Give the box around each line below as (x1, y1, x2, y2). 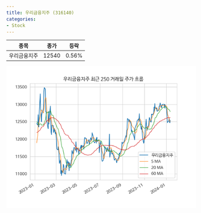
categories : (6, 16, 36, 22)
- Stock (6, 22, 26, 28)
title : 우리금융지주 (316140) (6, 10, 75, 16)
